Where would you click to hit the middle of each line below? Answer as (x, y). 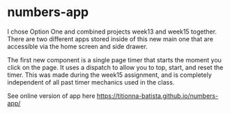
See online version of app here (51, 96)
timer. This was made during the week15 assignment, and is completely (109, 75)
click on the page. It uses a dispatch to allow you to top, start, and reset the (115, 67)
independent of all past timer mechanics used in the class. (91, 82)
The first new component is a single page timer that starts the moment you (114, 59)
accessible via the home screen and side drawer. (77, 46)
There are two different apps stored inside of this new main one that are (110, 38)
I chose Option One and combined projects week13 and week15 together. (112, 31)
